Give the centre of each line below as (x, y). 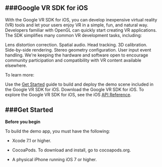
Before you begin (23, 122)
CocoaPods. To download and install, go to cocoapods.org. (72, 150)
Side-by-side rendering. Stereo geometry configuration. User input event (78, 50)
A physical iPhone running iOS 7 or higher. (54, 159)
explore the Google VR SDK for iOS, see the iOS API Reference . (68, 94)
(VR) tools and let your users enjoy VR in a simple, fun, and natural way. (77, 25)
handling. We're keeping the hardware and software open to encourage (77, 55)
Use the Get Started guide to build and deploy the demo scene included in (79, 84)
